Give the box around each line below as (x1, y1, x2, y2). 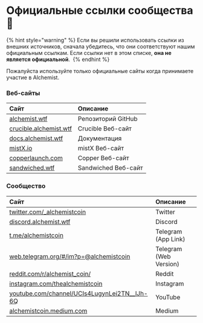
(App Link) (155, 235, 185, 243)
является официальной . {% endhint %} (6, 56, 110, 63)
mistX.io (9, 144, 33, 153)
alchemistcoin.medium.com (9, 306, 88, 315)
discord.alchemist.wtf (9, 217, 71, 226)
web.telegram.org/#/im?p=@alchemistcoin (9, 252, 130, 260)
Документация (77, 134, 122, 142)
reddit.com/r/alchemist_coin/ (9, 269, 91, 278)
